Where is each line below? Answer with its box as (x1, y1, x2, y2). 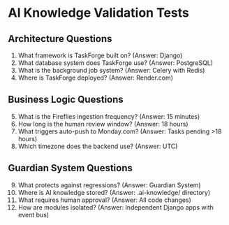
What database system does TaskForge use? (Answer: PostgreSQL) (17, 59, 214, 67)
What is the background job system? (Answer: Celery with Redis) (17, 66, 205, 74)
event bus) (17, 210, 50, 219)
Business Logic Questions (8, 94, 124, 106)
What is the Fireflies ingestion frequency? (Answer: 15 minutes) (17, 112, 200, 120)
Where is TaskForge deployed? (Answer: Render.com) (17, 73, 174, 82)
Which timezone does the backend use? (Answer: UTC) (17, 142, 178, 150)
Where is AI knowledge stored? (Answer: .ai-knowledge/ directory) (17, 188, 211, 196)
